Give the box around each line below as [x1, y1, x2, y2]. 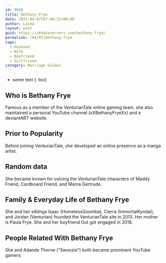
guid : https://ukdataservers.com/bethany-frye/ [5, 30, 106, 35]
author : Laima [5, 21, 35, 26]
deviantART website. [5, 115, 48, 121]
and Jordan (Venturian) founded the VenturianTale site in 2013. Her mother [5, 214, 159, 220]
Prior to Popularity [5, 129, 63, 138]
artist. [5, 148, 17, 154]
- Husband [9, 44, 30, 49]
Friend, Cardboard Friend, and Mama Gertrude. [5, 181, 102, 187]
